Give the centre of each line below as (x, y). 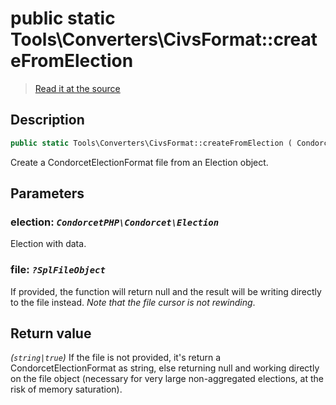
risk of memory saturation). (66, 389)
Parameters (47, 193)
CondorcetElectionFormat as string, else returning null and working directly (165, 368)
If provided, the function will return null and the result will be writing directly (166, 291)
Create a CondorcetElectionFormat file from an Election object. (139, 162)
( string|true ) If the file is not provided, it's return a (116, 358)
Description (47, 120)
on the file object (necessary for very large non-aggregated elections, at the (167, 379)
